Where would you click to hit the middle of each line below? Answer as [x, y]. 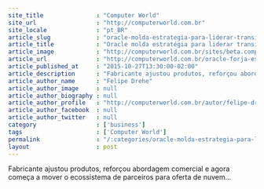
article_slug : [54, 37]
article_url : [54, 60]
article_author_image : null [63, 88]
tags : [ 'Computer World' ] [88, 132]
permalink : [54, 139]
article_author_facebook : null [63, 111]
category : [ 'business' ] [77, 125]
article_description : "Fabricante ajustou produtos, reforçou [123, 74]
